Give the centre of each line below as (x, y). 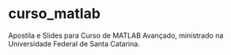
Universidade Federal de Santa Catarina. (74, 43)
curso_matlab (55, 14)
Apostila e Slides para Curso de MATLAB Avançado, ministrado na (116, 35)
